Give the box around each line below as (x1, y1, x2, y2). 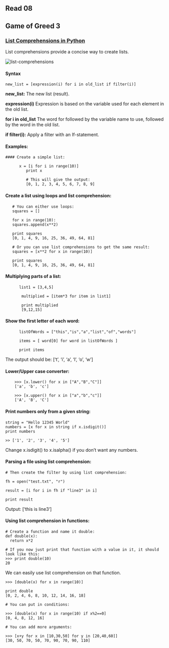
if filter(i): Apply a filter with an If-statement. (5, 132, 99, 138)
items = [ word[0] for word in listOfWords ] (18, 339, 118, 344)
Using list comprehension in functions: (5, 517, 90, 524)
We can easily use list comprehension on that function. (5, 569, 121, 576)
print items (18, 347, 45, 353)
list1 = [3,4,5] (18, 285, 54, 290)
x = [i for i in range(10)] (18, 164, 79, 169)
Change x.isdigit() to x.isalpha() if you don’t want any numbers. (5, 447, 138, 453)
